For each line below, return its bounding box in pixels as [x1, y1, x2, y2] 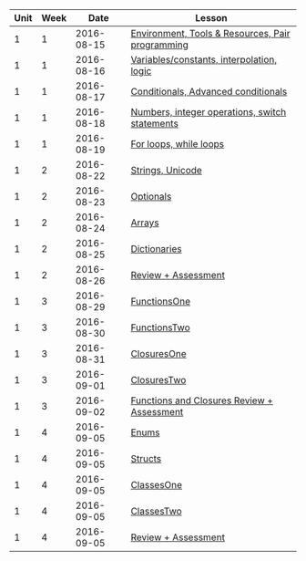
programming [130, 38, 189, 51]
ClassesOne [130, 479, 183, 491]
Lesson [195, 12, 228, 24]
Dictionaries [130, 243, 182, 255]
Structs [130, 452, 162, 464]
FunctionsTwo [130, 321, 190, 334]
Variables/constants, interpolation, [130, 54, 278, 66]
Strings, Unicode [130, 164, 202, 176]
